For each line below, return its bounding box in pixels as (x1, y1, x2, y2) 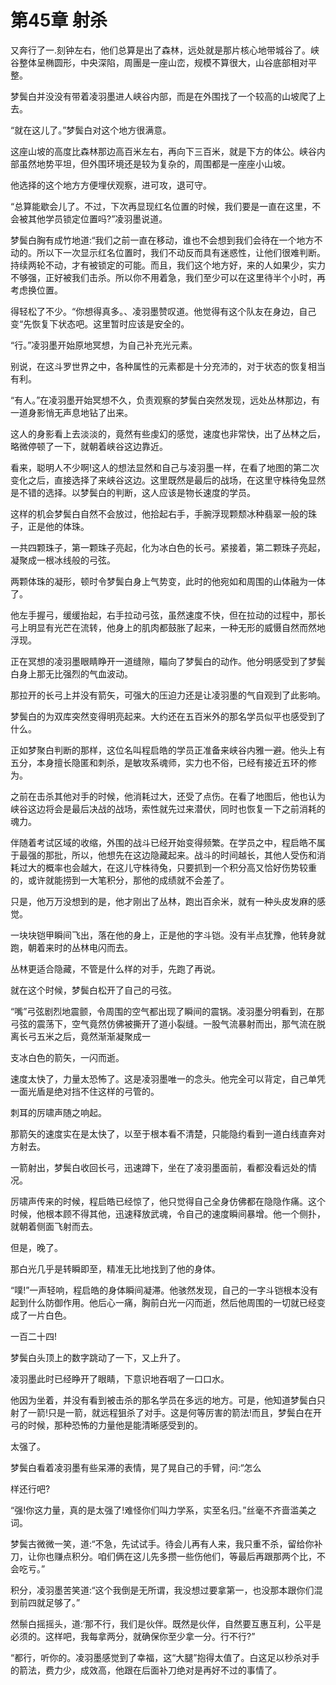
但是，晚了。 (10, 1241, 63, 1253)
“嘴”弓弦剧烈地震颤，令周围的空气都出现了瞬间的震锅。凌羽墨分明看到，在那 (10, 1005, 325, 1017)
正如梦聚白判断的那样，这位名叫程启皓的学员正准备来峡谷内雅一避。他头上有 (10, 744, 326, 756)
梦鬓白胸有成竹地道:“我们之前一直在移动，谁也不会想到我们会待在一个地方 (10, 234, 315, 246)
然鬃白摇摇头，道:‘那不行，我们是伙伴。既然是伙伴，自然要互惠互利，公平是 (10, 1617, 322, 1630)
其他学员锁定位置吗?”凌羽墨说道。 (27, 212, 168, 225)
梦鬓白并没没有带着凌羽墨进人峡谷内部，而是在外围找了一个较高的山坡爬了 (10, 90, 317, 102)
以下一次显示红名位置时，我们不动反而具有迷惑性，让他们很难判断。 (44, 246, 326, 258)
